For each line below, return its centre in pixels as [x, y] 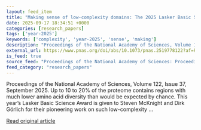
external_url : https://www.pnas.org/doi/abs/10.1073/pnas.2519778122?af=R [101, 51]
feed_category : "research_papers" [49, 67]
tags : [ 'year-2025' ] [32, 34]
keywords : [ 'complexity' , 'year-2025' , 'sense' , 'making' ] [81, 39]
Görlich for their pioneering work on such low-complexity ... [80, 109]
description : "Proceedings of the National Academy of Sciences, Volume [99, 45]
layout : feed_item [29, 12]
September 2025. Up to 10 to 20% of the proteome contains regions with [96, 91]
